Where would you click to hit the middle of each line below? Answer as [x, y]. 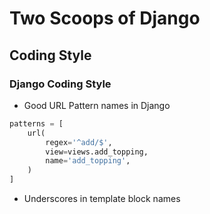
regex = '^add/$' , [79, 142]
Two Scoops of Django [105, 18]
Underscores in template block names [102, 198]
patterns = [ [36, 123]
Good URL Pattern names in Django [97, 105]
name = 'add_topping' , [88, 161]
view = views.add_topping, [97, 152]
